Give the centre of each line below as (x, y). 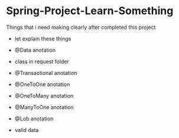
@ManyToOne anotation (44, 107)
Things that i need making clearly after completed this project (81, 27)
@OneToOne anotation (42, 84)
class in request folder (42, 61)
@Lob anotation (34, 119)
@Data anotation (35, 50)
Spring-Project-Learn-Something (90, 11)
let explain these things (43, 38)
